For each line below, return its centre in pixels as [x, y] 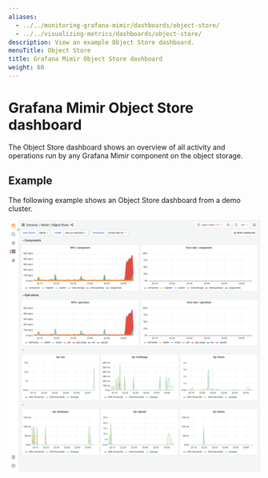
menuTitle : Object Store [50, 51]
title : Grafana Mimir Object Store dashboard [85, 59]
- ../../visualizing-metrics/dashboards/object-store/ [109, 34]
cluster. [21, 209]
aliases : [23, 17]
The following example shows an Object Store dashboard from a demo [125, 200]
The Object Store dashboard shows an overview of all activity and [117, 147]
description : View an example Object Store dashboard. [102, 42]
